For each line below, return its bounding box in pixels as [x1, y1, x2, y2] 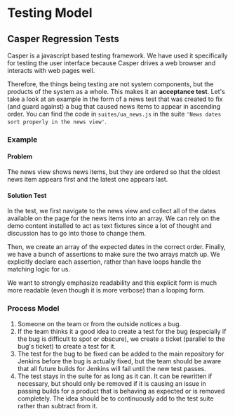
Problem [7, 152, 33, 161]
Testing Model [7, 5, 93, 21]
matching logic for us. [7, 265, 70, 274]
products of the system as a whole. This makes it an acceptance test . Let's [7, 88, 226, 95]
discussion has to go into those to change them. [7, 229, 146, 238]
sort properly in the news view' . [7, 117, 107, 126]
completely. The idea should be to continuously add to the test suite [17, 394, 214, 403]
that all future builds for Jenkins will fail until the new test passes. [17, 364, 207, 373]
